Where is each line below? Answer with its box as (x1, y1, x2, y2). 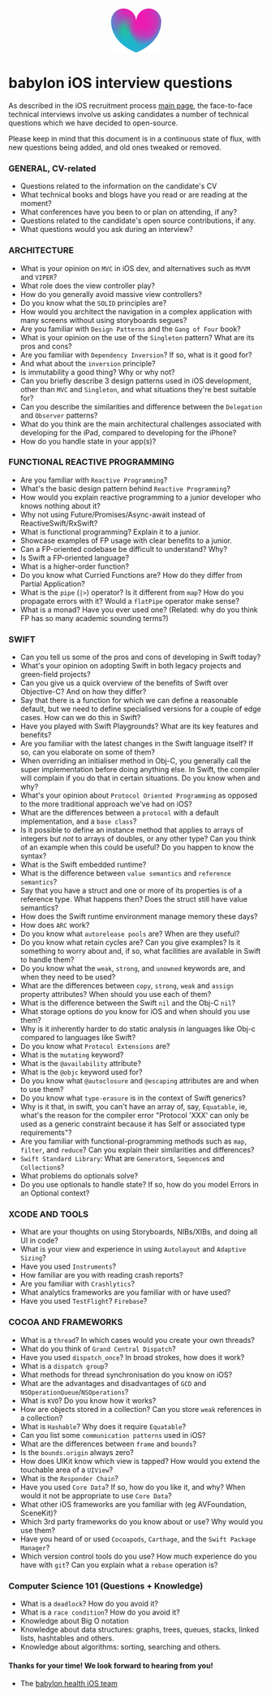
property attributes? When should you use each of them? (19, 990, 212, 999)
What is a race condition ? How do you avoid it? (19, 1607, 180, 1617)
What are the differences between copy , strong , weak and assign (19, 981, 234, 990)
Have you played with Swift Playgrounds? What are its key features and (19, 721, 259, 732)
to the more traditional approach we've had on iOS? (19, 799, 193, 809)
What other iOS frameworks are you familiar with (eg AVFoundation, (19, 1499, 247, 1509)
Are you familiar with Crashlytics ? (19, 1279, 135, 1289)
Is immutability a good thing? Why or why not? (19, 367, 175, 377)
